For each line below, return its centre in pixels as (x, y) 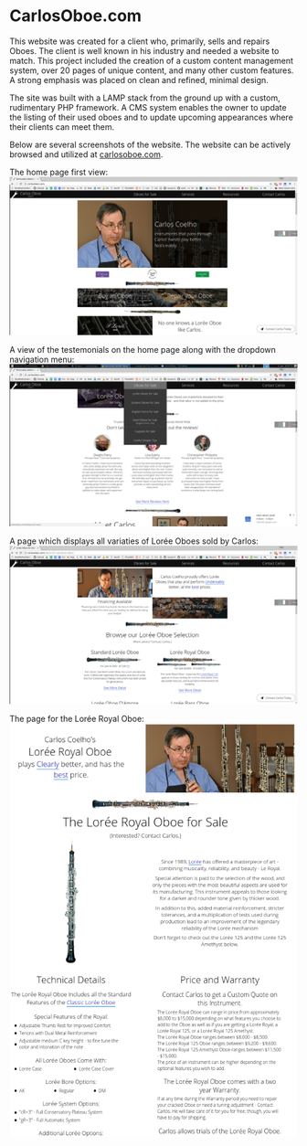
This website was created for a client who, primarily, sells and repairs (140, 41)
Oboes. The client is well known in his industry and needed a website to (144, 50)
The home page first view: (59, 172)
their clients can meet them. (62, 127)
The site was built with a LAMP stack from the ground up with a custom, (145, 98)
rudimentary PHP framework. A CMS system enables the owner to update (148, 107)
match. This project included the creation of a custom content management (152, 60)
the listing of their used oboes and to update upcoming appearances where (152, 117)
